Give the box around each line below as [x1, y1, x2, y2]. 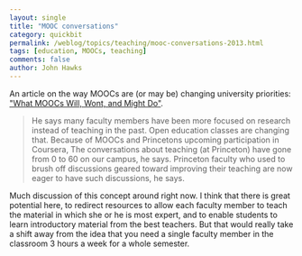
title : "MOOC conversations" [9, 22, 119, 31]
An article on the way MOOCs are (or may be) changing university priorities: [9, 87, 291, 99]
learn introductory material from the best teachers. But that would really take [9, 218, 294, 230]
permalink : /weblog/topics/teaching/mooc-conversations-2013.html [9, 38, 264, 48]
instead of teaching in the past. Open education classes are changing [31, 124, 290, 135]
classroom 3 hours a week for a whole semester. [9, 238, 190, 249]
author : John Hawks [9, 64, 83, 73]
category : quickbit [9, 30, 83, 39]
